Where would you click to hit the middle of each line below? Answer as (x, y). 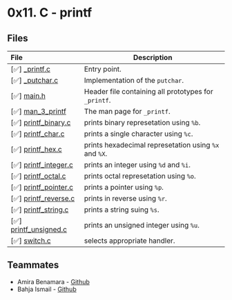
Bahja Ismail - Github (47, 289)
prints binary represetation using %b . (142, 122)
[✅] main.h (28, 96)
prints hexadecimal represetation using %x (152, 145)
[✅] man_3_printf (39, 111)
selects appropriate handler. (129, 241)
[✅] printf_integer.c (42, 165)
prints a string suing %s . (122, 210)
